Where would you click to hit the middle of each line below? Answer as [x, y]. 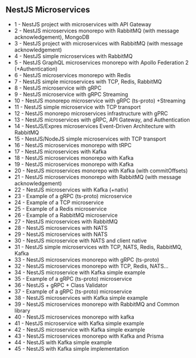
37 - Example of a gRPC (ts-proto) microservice [73, 291]
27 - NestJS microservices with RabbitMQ [66, 222]
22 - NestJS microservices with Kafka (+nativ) [71, 189]
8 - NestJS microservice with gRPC [58, 88]
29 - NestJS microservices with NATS [61, 234]
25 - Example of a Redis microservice [60, 208]
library [22, 310]
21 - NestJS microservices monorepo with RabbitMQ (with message [98, 177]
